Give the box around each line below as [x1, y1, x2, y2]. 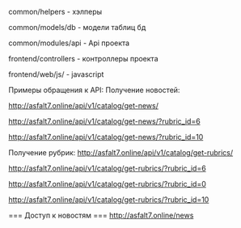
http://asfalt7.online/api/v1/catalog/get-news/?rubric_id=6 [8, 116, 201, 126]
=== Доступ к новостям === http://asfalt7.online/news [8, 210, 194, 220]
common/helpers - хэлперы [8, 7, 103, 16]
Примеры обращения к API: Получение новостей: [8, 85, 180, 95]
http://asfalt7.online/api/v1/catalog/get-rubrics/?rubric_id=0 [8, 179, 206, 188]
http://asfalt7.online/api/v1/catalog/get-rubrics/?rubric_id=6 [8, 163, 206, 173]
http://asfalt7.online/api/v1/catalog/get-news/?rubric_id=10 [8, 133, 204, 141]
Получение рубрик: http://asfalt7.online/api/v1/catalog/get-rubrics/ [8, 148, 234, 157]
